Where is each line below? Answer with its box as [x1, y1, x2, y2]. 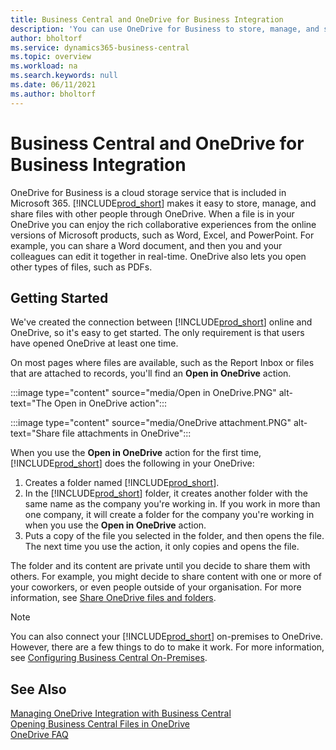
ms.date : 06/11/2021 [10, 80, 97, 90]
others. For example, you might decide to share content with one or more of [10, 571, 322, 583]
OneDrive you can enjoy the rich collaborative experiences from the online [10, 218, 317, 230]
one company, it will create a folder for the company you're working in [24, 509, 315, 521]
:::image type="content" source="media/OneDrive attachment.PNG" [10, 417, 292, 429]
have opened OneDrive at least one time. [10, 337, 179, 350]
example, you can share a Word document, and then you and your [10, 239, 283, 251]
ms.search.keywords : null [10, 71, 118, 81]
